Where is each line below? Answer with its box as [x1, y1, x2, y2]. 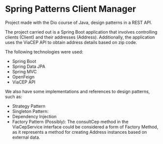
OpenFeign [12, 74, 35, 80]
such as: [5, 94, 23, 100]
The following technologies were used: [5, 49, 83, 55]
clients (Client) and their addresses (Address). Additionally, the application [5, 34, 155, 40]
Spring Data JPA [12, 63, 46, 69]
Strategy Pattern [12, 103, 46, 109]
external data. [12, 134, 41, 140]
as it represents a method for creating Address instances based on [12, 129, 147, 135]
